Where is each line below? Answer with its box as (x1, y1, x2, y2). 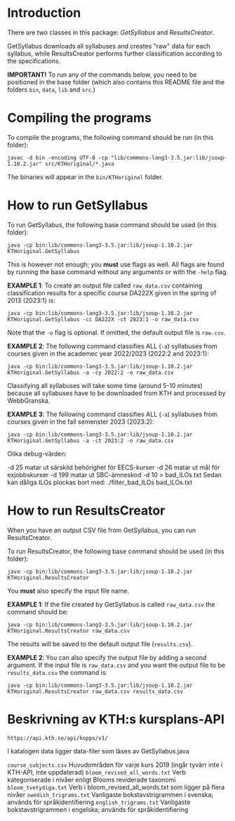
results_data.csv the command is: (7, 668, 107, 676)
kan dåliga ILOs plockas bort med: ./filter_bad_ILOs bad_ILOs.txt (7, 478, 193, 486)
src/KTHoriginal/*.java (44, 160, 114, 167)
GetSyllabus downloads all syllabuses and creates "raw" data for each (7, 41, 210, 50)
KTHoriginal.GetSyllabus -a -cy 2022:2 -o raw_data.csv (7, 369, 174, 376)
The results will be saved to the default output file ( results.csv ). (7, 640, 193, 648)
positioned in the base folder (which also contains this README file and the (7, 77, 225, 86)
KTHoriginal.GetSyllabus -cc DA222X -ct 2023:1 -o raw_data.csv (7, 316, 199, 323)
